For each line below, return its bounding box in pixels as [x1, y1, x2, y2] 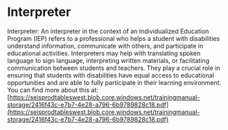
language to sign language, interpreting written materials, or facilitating [7, 56, 210, 64]
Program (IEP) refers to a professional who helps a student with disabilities [7, 34, 220, 42]
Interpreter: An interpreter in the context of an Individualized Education [7, 27, 209, 35]
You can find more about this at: [7, 86, 99, 94]
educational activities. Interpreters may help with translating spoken [7, 49, 201, 57]
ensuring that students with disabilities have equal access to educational [7, 71, 215, 80]
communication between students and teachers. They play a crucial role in [7, 64, 220, 72]
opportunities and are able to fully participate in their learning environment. [7, 78, 222, 86]
